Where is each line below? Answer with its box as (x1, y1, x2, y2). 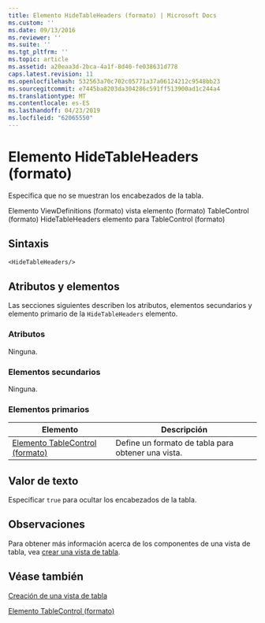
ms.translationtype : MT (8, 92, 87, 100)
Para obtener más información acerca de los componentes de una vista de (8, 539, 251, 548)
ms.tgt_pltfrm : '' (8, 48, 69, 56)
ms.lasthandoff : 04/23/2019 (8, 107, 101, 115)
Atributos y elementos (8, 280, 120, 293)
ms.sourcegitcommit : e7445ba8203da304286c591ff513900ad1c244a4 (8, 84, 221, 93)
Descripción (160, 425, 207, 436)
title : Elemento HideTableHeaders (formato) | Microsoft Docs (8, 11, 217, 20)
